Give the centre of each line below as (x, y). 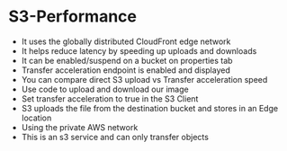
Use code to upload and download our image (105, 89)
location (36, 118)
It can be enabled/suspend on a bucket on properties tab (127, 60)
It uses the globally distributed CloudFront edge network (126, 41)
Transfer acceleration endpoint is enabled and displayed (126, 70)
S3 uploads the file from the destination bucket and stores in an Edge (150, 108)
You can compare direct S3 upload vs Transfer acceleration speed (144, 79)
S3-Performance (72, 17)
